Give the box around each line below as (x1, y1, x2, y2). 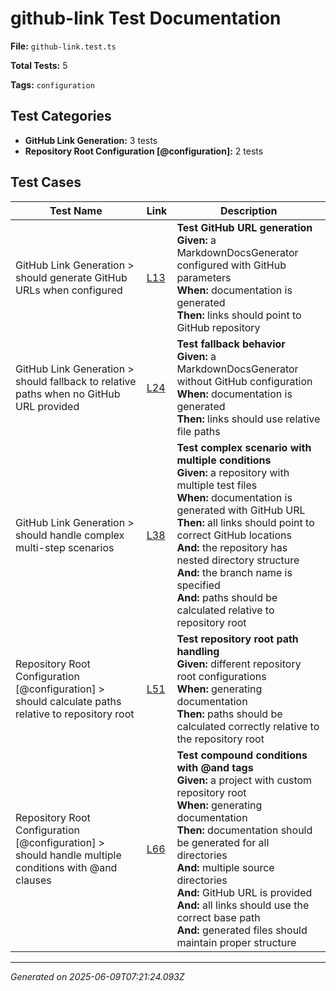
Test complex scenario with (176, 440, 312, 454)
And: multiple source (176, 860, 275, 874)
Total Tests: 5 (10, 59, 68, 71)
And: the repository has (176, 540, 288, 554)
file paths (176, 424, 221, 438)
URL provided (15, 399, 80, 413)
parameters (176, 270, 232, 284)
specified (176, 578, 221, 592)
